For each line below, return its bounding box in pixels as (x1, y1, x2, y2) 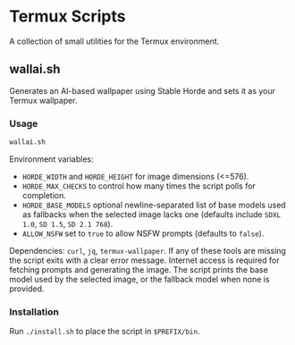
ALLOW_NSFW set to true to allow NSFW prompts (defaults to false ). (21, 228, 265, 239)
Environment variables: (9, 154, 94, 164)
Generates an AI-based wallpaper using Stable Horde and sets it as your (9, 85, 275, 96)
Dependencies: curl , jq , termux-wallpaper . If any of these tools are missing (9, 245, 286, 256)
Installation (9, 306, 60, 318)
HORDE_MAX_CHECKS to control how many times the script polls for (21, 181, 257, 191)
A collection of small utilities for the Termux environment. (9, 36, 220, 46)
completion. (21, 189, 67, 200)
